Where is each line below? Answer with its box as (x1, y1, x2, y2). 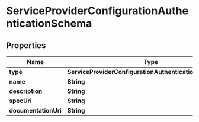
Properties (6, 40, 46, 50)
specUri (9, 97, 32, 105)
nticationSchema (6, 17, 92, 30)
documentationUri (9, 107, 62, 114)
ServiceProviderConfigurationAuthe (6, 4, 188, 18)
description (9, 87, 43, 95)
